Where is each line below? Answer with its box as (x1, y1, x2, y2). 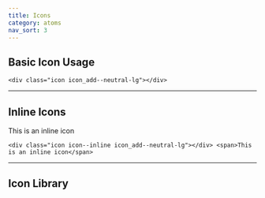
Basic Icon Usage (8, 55, 95, 69)
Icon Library (8, 177, 69, 190)
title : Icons (8, 11, 51, 20)
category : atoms (8, 19, 62, 27)
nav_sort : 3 (8, 26, 47, 34)
